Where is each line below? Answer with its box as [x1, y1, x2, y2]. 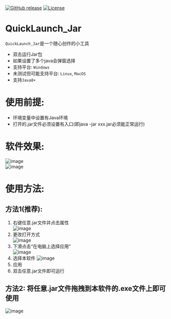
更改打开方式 [12, 231, 40, 238]
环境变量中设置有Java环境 [12, 114, 68, 120]
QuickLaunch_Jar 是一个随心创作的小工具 [5, 40, 90, 46]
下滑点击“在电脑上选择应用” [12, 243, 71, 249]
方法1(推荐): [5, 205, 42, 214]
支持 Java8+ [12, 77, 36, 83]
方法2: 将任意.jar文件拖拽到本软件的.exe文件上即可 [5, 284, 166, 293]
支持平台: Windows [12, 64, 50, 70]
